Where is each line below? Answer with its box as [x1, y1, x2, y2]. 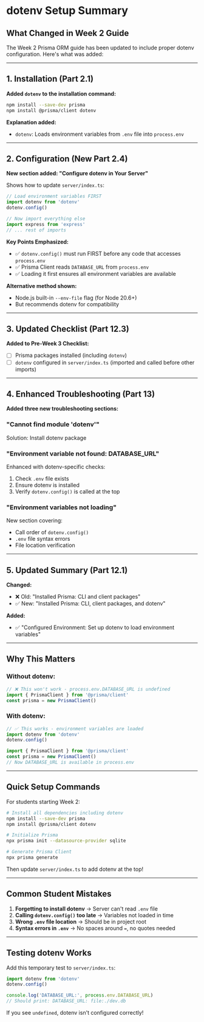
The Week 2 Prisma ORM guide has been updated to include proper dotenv [6, 44, 194, 51]
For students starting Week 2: [6, 798, 81, 805]
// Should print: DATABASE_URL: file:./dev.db [6, 998, 126, 1004]
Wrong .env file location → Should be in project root [15, 918, 147, 925]
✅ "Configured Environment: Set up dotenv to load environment [15, 624, 175, 631]
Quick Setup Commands [6, 782, 100, 792]
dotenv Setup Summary [6, 4, 129, 18]
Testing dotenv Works [6, 948, 92, 958]
